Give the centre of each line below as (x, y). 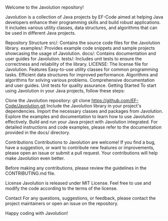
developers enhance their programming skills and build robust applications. (83, 22)
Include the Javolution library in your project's (94, 106)
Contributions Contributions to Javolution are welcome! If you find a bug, (80, 142)
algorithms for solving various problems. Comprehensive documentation (80, 80)
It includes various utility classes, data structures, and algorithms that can (81, 28)
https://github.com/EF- (115, 100)
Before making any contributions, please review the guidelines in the (76, 168)
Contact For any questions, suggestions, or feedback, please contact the (80, 198)
